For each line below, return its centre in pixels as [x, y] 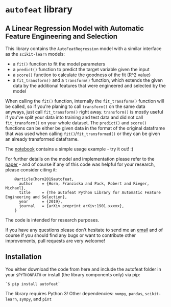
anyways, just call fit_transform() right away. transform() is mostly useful [84, 112]
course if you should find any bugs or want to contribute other [71, 235]
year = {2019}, [41, 202]
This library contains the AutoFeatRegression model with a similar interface [83, 49]
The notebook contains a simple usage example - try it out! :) [69, 149]
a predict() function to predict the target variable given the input [81, 69]
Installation [23, 257]
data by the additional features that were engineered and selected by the [89, 86]
